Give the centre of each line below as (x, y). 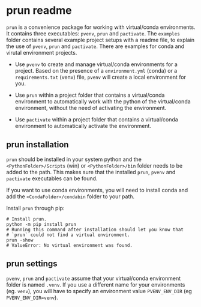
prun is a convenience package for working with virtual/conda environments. (101, 27)
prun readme (39, 11)
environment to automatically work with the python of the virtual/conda (103, 101)
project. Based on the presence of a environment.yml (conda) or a (96, 70)
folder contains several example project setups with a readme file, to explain (100, 40)
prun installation (37, 145)
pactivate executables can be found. (52, 178)
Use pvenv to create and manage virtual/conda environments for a (96, 64)
